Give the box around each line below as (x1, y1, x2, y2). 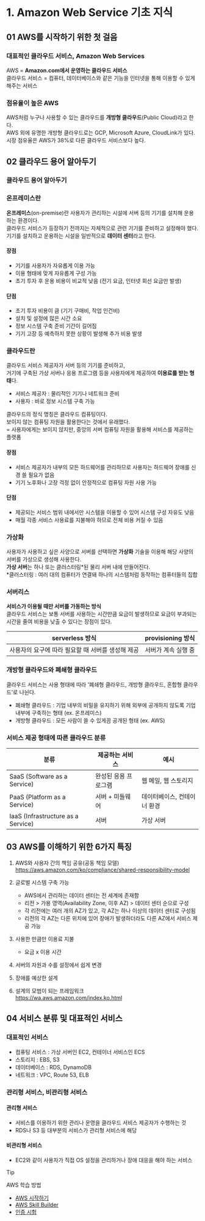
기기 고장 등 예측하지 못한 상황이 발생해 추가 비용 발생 (15, 330, 142, 337)
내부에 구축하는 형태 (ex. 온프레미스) (15, 709, 102, 716)
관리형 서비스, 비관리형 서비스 (6, 1088, 88, 1096)
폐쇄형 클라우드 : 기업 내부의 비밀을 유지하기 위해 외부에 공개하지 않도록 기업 (15, 701, 196, 709)
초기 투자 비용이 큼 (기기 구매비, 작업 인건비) (15, 307, 120, 315)
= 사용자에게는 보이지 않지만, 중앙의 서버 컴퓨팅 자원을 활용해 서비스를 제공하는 (6, 426, 194, 433)
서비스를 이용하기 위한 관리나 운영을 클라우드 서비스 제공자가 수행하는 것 (15, 1119, 187, 1126)
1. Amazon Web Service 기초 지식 (6, 5, 173, 20)
